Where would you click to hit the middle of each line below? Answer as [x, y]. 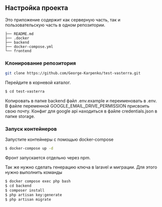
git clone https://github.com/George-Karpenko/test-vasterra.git [73, 73]
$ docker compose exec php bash [38, 181]
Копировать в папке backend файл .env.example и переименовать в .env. [81, 101]
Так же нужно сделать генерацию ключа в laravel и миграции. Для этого [81, 167]
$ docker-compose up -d [29, 149]
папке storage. [20, 116]
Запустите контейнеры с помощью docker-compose [59, 140]
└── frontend [18, 51]
